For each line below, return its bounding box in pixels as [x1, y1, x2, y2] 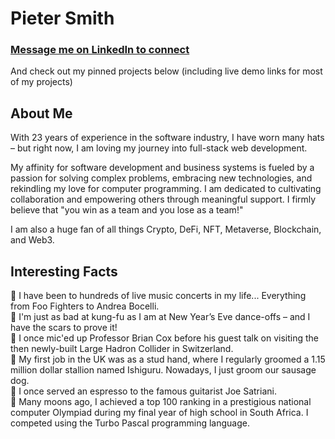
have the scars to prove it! [10, 322, 118, 334]
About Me [10, 105, 73, 122]
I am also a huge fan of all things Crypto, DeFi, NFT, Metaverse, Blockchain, [10, 223, 322, 236]
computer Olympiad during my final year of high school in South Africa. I [10, 407, 309, 419]
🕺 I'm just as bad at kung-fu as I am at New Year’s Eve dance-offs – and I [10, 311, 311, 323]
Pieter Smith [10, 7, 115, 30]
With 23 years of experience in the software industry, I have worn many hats [10, 132, 325, 144]
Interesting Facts [10, 263, 118, 280]
